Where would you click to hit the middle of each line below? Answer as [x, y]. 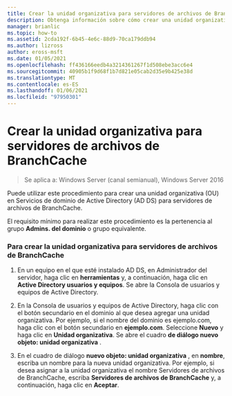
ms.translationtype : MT [41, 78]
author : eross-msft [35, 53]
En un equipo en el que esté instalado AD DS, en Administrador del [112, 270]
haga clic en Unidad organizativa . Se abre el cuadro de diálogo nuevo [118, 335]
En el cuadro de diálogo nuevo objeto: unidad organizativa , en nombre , [121, 356]
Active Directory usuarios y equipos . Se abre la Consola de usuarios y [118, 285]
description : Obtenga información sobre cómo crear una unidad [100, 20]
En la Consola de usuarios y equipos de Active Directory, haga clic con [118, 305]
